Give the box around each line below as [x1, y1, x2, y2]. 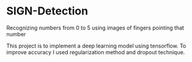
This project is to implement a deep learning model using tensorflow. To [6, 42, 187, 49]
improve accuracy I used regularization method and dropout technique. [6, 48, 185, 55]
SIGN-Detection [6, 4, 88, 18]
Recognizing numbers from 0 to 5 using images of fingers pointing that [6, 24, 185, 31]
